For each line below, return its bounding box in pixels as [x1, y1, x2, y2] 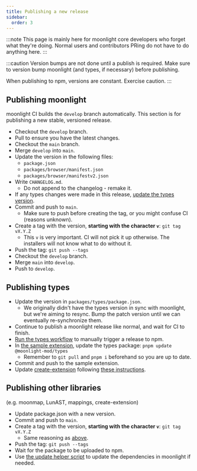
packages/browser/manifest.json [23, 167, 104, 173]
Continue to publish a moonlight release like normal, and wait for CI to [14, 323, 185, 330]
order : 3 [11, 20, 33, 25]
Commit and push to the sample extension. [14, 360, 120, 366]
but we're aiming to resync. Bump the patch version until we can [23, 311, 180, 317]
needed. [14, 459, 35, 466]
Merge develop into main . [14, 147, 75, 154]
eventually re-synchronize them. [23, 317, 103, 324]
